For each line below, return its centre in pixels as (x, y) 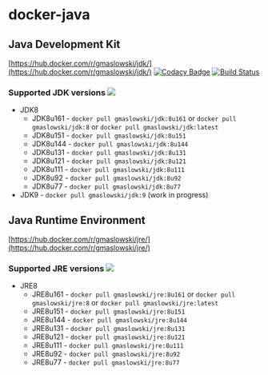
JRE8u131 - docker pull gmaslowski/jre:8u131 (108, 329)
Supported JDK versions (57, 92)
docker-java (49, 15)
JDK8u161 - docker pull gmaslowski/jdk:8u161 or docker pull (134, 118)
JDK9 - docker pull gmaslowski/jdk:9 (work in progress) (114, 195)
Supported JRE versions (56, 269)
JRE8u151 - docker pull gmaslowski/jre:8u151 (108, 311)
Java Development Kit (64, 44)
